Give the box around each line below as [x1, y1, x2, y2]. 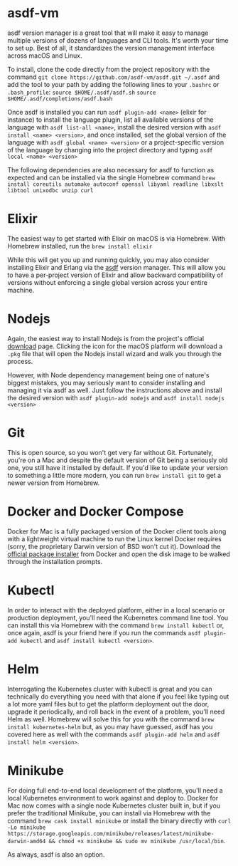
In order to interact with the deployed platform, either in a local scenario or [7, 605, 225, 614]
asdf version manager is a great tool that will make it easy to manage [7, 28, 209, 37]
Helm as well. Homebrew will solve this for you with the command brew [7, 714, 215, 724]
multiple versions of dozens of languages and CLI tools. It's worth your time [7, 36, 229, 44]
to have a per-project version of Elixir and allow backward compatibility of [7, 271, 224, 279]
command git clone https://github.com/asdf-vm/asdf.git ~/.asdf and [7, 73, 220, 81]
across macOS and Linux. [7, 51, 82, 60]
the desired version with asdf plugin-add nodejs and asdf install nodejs [7, 393, 225, 402]
